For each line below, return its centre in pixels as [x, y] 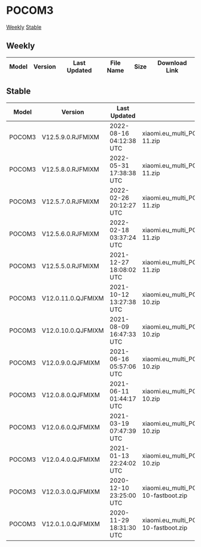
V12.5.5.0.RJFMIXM [71, 266]
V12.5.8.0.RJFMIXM [71, 169]
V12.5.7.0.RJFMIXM [71, 202]
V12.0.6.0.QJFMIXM [71, 427]
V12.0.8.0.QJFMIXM [71, 395]
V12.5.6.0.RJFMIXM [71, 233]
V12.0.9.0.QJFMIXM [71, 362]
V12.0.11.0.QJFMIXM [73, 298]
